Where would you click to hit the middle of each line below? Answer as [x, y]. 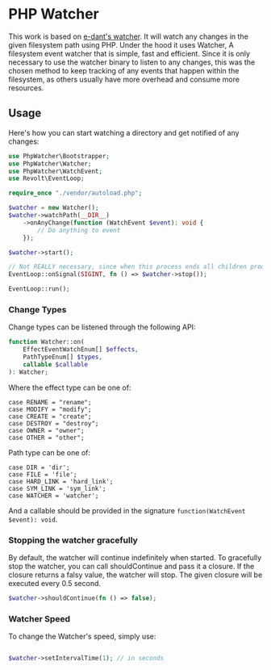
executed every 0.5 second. [55, 583]
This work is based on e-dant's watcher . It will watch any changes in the [128, 36]
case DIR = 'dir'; [39, 467]
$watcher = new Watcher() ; [54, 208]
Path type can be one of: [50, 452]
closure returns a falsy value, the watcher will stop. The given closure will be [135, 575]
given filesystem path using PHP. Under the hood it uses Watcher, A [121, 44]
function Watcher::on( [46, 342]
